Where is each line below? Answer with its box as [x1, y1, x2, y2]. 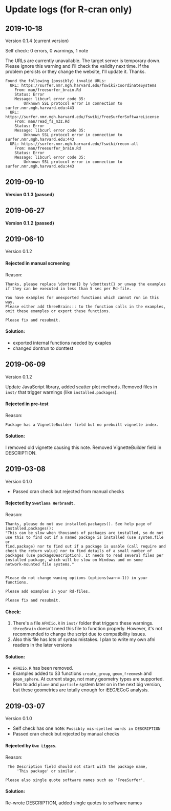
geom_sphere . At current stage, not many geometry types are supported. [12, 676, 164, 682]
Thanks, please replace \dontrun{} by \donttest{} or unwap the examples [5, 281, 166, 287]
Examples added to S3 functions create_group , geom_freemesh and [12, 670, 152, 676]
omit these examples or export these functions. [5, 308, 111, 314]
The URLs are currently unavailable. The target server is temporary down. [5, 58, 161, 64]
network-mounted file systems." [5, 562, 74, 567]
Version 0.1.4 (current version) [5, 37, 69, 44]
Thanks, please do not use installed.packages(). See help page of [5, 521, 153, 527]
